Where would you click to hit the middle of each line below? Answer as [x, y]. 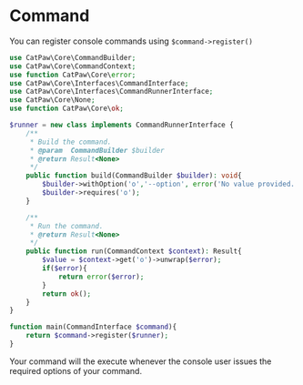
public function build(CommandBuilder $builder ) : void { [134, 176]
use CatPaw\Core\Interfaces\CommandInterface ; [99, 83]
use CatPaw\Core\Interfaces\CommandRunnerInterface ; [111, 92]
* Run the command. [66, 226]
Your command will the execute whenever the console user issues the [141, 361]
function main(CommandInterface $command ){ [93, 327]
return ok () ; [67, 294]
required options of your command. [76, 370]
